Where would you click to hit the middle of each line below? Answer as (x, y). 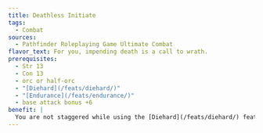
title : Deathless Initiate (52, 15)
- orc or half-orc (45, 81)
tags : (17, 23)
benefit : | (26, 110)
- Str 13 (29, 66)
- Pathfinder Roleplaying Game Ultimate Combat (94, 45)
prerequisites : (33, 59)
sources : (22, 37)
